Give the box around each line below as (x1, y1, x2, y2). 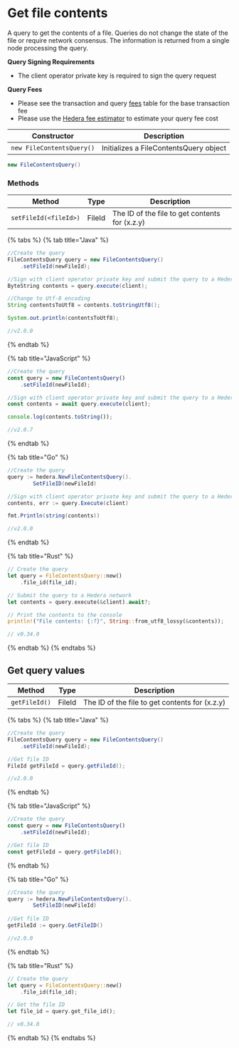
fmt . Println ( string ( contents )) (7, 512, 100, 519)
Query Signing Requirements (7, 57, 95, 66)
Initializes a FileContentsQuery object (102, 142, 226, 152)
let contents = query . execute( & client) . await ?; (7, 598, 152, 606)
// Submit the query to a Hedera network (7, 591, 132, 599)
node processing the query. (7, 43, 89, 52)
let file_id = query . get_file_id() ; (7, 1008, 116, 1015)
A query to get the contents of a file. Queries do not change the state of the (7, 28, 229, 37)
